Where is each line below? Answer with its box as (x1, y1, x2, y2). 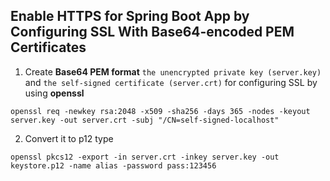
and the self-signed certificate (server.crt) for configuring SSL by (24, 76, 318, 88)
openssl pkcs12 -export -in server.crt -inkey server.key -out (10, 152, 280, 162)
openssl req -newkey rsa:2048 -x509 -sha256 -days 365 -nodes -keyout (10, 106, 311, 116)
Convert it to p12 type (24, 132, 114, 144)
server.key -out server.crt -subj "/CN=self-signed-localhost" (10, 115, 280, 125)
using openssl (24, 87, 85, 99)
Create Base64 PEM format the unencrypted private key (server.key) (24, 65, 322, 78)
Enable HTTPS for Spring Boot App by (10, 8, 250, 25)
